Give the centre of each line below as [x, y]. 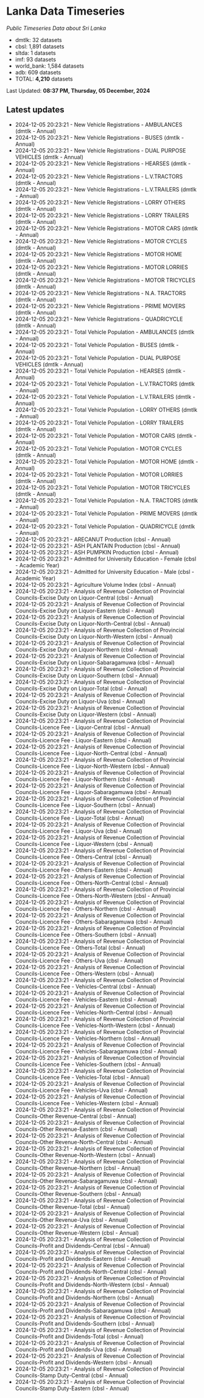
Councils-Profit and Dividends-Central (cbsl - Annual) [83, 1246]
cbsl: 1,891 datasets [40, 46]
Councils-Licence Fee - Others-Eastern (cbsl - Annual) [84, 870]
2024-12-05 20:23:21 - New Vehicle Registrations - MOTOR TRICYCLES [105, 280]
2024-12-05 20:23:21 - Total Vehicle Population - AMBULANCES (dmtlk [105, 332]
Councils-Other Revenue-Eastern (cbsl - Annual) [76, 1129]
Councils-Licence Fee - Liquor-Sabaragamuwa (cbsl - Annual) [93, 792]
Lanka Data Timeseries [65, 11]
